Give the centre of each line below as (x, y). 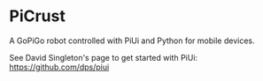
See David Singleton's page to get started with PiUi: (103, 57)
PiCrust (38, 16)
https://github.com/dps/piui (59, 67)
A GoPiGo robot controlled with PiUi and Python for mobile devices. (132, 40)
